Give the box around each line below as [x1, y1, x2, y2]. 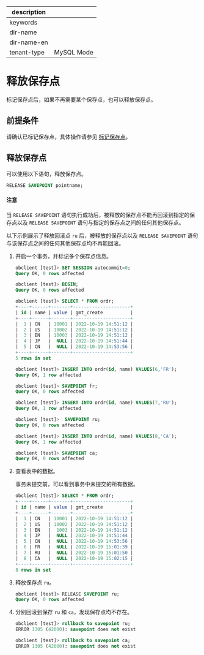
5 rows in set [15, 355, 51, 361]
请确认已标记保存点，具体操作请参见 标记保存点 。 [6, 133, 131, 140]
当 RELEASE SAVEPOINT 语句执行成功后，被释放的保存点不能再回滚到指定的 [6, 211, 190, 218]
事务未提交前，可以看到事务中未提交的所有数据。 [15, 480, 139, 488]
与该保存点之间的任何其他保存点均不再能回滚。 [6, 239, 124, 247]
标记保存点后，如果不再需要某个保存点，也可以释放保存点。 [6, 96, 156, 103]
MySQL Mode [54, 48, 93, 56]
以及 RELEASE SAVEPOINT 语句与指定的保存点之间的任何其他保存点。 [16, 219, 184, 226]
